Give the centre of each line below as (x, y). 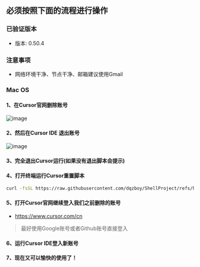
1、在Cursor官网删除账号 (37, 105)
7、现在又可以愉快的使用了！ (42, 258)
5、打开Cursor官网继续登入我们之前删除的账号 (63, 202)
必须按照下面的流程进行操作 (57, 11)
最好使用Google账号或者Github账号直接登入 (74, 228)
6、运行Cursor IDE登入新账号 (42, 243)
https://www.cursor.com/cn (49, 216)
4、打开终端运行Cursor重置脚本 (46, 175)
